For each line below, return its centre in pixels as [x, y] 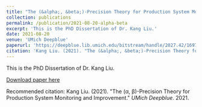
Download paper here [33, 79]
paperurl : [19, 46]
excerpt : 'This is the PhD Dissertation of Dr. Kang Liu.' [82, 29]
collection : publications [38, 17]
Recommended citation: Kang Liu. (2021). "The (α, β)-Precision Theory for [98, 91]
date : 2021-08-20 [28, 34]
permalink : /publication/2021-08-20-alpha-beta [67, 23]
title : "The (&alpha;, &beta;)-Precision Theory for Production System [98, 12]
